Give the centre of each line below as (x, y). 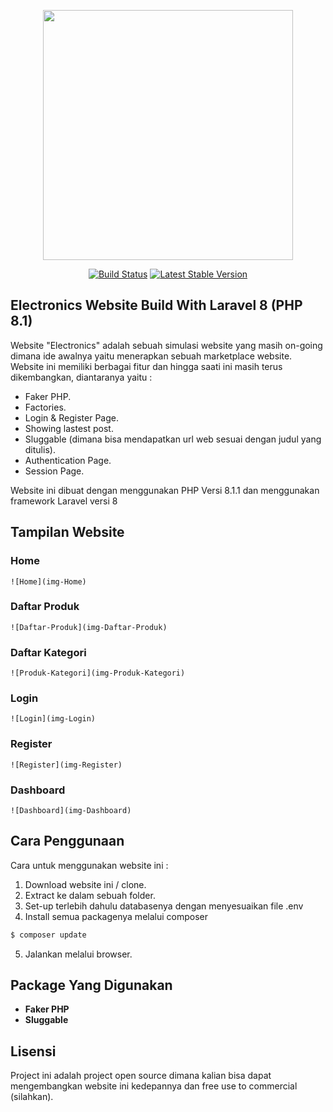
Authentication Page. (68, 460)
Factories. (45, 407)
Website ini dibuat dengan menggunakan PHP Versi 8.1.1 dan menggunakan (165, 490)
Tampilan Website (67, 532)
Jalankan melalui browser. (78, 954)
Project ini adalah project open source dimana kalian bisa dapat (141, 1076)
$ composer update (48, 935)
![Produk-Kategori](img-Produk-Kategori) (98, 673)
